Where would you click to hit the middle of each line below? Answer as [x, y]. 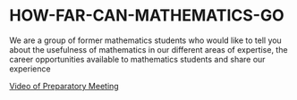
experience [30, 69]
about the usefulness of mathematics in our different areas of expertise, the [148, 49]
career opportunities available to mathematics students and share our [137, 59]
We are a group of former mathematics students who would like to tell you [145, 40]
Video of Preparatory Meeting [64, 86]
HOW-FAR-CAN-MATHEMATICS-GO [147, 16]
